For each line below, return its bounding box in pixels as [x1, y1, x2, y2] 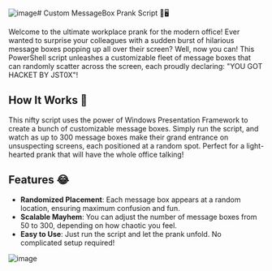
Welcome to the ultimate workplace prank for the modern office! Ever [8, 27, 240, 37]
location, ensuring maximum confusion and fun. [19, 203, 180, 213]
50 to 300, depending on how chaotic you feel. [19, 220, 177, 230]
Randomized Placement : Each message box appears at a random [19, 195, 241, 204]
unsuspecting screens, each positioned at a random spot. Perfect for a [8, 140, 245, 150]
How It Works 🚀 [8, 93, 88, 107]
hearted [8, 149, 35, 159]
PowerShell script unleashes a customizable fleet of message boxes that [8, 53, 252, 62]
